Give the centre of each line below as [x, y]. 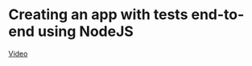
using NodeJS [86, 31]
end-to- [218, 15]
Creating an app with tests [98, 15]
